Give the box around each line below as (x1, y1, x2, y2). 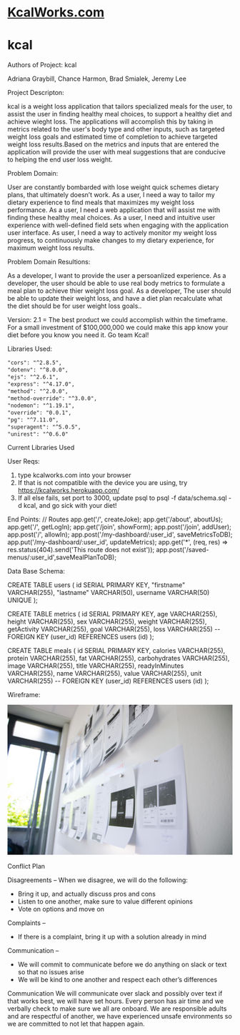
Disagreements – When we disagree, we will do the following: (7, 876, 188, 884)
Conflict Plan (7, 861, 45, 870)
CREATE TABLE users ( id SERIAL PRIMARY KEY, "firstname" (7, 581, 186, 589)
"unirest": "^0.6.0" (7, 431, 69, 438)
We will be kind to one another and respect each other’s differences (17, 975, 218, 984)
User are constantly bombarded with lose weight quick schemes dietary (7, 183, 219, 191)
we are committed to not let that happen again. (7, 1019, 145, 1028)
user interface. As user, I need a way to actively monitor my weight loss (7, 229, 218, 237)
